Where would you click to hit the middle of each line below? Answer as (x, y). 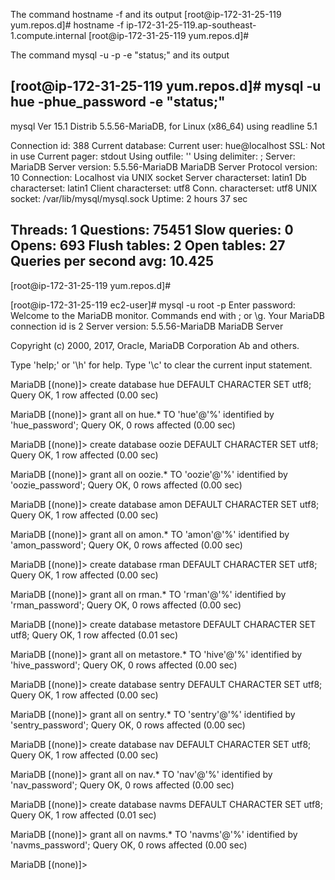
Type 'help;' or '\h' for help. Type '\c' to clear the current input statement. (161, 365)
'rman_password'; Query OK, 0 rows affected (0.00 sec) (126, 605)
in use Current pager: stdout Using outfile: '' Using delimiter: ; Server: (153, 156)
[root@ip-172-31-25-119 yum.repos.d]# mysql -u (166, 86)
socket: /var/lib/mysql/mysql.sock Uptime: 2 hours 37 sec (129, 198)
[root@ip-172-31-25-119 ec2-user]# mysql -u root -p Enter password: (153, 305)
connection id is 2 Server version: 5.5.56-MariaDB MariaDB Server (147, 326)
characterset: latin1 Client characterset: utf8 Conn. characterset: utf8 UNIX (164, 188)
